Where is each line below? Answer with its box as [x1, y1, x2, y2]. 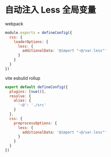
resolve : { [9, 93, 31, 99]
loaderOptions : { [14, 39, 49, 44]
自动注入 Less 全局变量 [5, 4, 97, 16]
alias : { [14, 98, 31, 103]
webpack [5, 20, 24, 27]
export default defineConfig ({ [5, 85, 68, 89]
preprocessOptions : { [14, 121, 57, 125]
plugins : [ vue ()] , [9, 89, 47, 94]
